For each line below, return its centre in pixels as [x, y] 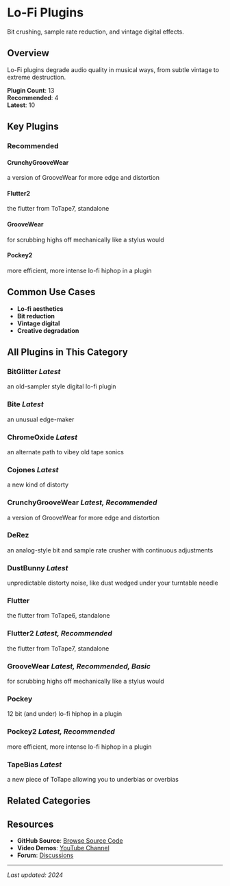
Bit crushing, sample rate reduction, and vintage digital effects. [96, 32]
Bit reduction [36, 316]
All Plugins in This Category [67, 352]
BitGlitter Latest [34, 372]
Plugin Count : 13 [31, 90]
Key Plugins [33, 127]
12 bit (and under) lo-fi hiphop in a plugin [65, 714]
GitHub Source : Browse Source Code [70, 841]
